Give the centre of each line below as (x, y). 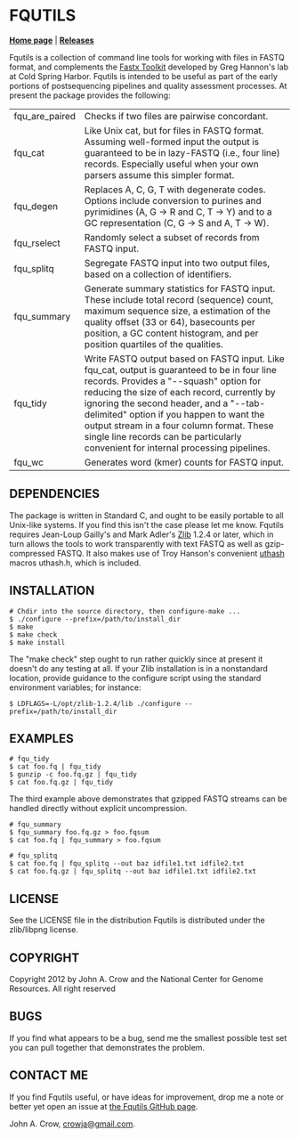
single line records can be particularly (163, 436)
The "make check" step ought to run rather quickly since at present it (136, 659)
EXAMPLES (41, 739)
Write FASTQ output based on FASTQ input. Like (184, 359)
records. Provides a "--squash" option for (173, 381)
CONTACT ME (49, 1075)
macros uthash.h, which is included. (75, 563)
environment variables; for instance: (75, 687)
